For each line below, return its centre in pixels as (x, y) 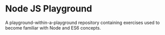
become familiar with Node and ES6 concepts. (53, 27)
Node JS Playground (49, 9)
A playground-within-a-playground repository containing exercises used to (82, 22)
